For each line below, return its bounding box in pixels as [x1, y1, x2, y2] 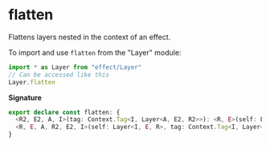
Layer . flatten [8, 78, 56, 86]
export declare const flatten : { [8, 108, 121, 116]
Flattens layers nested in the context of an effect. [8, 32, 171, 42]
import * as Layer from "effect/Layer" [8, 63, 142, 71]
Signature [8, 92, 43, 102]
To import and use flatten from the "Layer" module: [8, 47, 182, 57]
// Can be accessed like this [8, 71, 110, 79]
